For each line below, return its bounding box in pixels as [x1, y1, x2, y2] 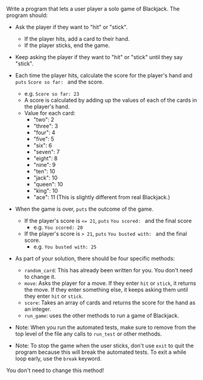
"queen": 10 [33, 181, 63, 188]
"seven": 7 [33, 149, 60, 155]
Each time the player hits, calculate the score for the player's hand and [15, 72, 193, 79]
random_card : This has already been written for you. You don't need [24, 267, 193, 273]
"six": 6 [33, 142, 52, 149]
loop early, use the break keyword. [15, 355, 102, 362]
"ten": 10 [33, 167, 55, 175]
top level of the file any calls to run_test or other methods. [15, 330, 162, 337]
